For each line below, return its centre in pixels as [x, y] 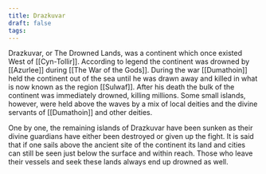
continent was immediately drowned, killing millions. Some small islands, [127, 96]
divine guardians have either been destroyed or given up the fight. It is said [131, 136]
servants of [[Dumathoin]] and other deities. [80, 113]
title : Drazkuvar [37, 16]
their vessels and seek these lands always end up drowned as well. [118, 162]
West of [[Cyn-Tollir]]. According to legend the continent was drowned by [129, 61]
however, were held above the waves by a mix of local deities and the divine [133, 104]
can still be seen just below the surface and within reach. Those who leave [131, 153]
